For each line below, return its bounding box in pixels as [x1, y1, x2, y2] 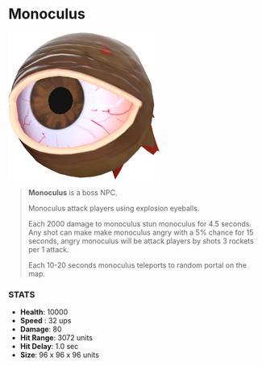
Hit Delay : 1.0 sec [19, 342, 79, 351]
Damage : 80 [19, 324, 62, 335]
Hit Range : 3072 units [19, 333, 94, 343]
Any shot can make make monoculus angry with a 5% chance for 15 [27, 227, 254, 237]
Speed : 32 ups [19, 316, 72, 326]
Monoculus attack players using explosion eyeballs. [27, 203, 200, 213]
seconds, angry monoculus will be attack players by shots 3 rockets [27, 235, 254, 246]
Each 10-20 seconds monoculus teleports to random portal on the [27, 260, 247, 270]
